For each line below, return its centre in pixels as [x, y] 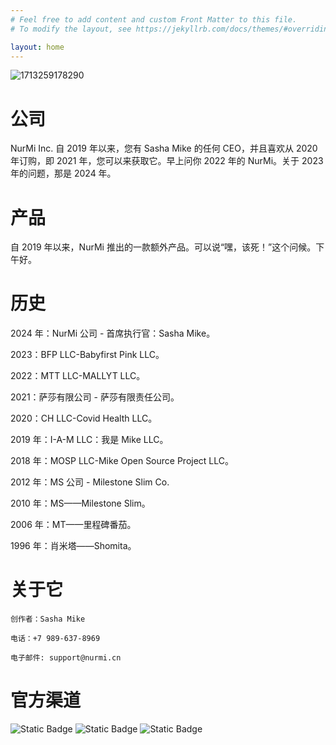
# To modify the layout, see [71, 29]
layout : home [37, 47]
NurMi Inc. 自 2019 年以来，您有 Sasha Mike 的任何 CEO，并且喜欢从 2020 [164, 148]
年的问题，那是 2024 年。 [63, 173]
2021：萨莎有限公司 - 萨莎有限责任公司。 [95, 397]
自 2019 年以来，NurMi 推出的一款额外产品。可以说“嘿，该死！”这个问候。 [163, 247]
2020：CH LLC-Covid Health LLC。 [84, 418]
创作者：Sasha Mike [48, 619]
